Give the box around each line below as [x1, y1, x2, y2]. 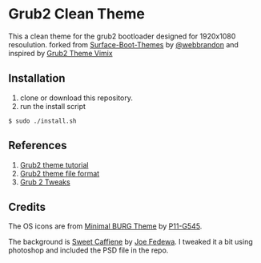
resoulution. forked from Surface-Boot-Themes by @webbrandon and [8, 39, 239, 49]
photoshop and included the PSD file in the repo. [8, 245, 169, 255]
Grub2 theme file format [19, 168, 100, 178]
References [8, 139, 67, 152]
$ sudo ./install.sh [8, 117, 78, 125]
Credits [8, 200, 46, 213]
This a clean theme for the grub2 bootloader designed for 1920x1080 [8, 31, 236, 41]
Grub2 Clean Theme [8, 5, 146, 23]
